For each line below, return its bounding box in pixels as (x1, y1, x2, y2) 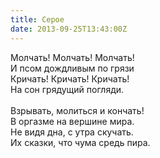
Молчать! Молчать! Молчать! (10, 51, 135, 63)
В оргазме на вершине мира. (10, 115, 135, 127)
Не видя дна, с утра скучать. (10, 126, 134, 138)
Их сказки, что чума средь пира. (10, 136, 151, 148)
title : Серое (10, 14, 65, 25)
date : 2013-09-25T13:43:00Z (10, 24, 128, 34)
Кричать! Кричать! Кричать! (10, 72, 130, 85)
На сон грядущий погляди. (10, 83, 125, 95)
